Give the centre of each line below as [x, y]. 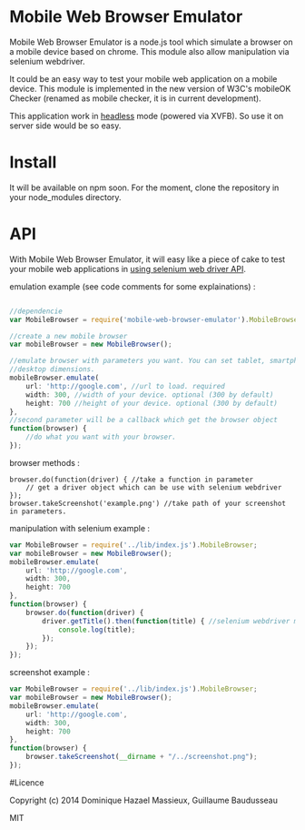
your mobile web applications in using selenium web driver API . [128, 268]
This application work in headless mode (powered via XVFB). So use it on [147, 116]
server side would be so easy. [65, 126]
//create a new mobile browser [69, 336]
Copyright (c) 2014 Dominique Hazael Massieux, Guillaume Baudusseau [144, 800]
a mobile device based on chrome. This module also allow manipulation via [149, 51]
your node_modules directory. [65, 197]
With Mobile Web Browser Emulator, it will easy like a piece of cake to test [148, 259]
